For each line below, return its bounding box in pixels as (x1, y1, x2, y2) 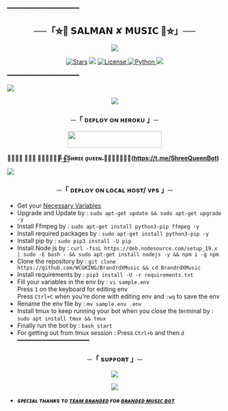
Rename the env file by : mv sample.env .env (16, 299, 142, 308)
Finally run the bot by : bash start (16, 321, 113, 329)
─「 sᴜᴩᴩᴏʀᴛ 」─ (87, 354, 143, 364)
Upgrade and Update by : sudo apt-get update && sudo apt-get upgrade (16, 208, 222, 216)
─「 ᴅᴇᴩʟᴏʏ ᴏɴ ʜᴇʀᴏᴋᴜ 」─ (70, 114, 159, 124)
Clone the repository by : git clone (16, 257, 116, 265)
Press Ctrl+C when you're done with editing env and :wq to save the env (16, 292, 220, 300)
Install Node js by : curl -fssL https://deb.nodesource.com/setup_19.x (16, 244, 218, 252)
